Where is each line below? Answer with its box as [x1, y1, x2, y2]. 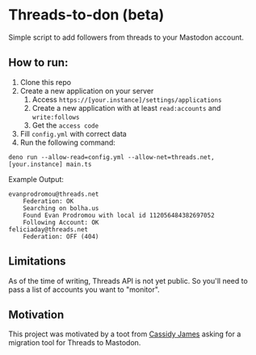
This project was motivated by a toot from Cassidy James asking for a [8, 329, 241, 339]
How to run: [8, 56, 69, 70]
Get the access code [31, 120, 99, 130]
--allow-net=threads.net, [128, 153, 216, 161]
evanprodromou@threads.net [8, 190, 99, 198]
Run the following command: [19, 137, 115, 147]
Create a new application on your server [19, 86, 154, 95]
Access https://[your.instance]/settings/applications [31, 95, 222, 104]
